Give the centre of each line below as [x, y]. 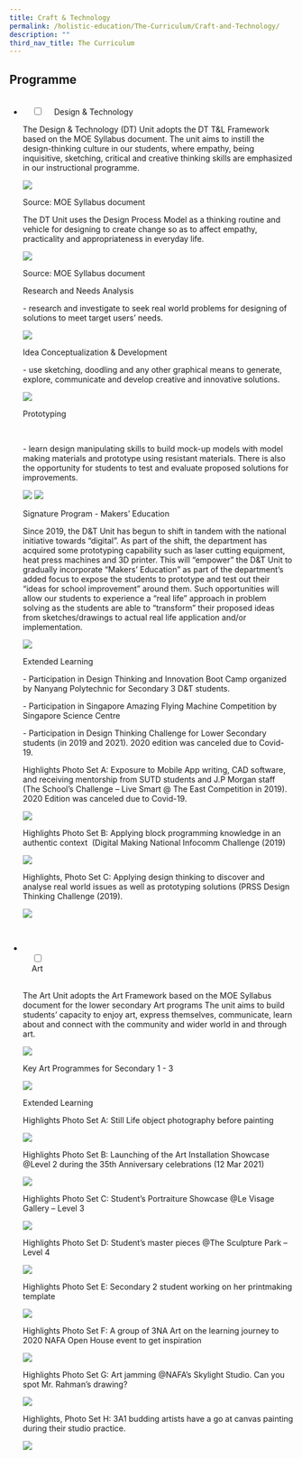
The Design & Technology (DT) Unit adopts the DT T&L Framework [146, 130]
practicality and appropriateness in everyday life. [113, 239]
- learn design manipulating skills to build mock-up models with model [153, 449]
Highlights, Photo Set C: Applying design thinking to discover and [144, 878]
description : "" [40, 34]
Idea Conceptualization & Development [95, 352]
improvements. [50, 478]
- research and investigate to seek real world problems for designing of [155, 309]
